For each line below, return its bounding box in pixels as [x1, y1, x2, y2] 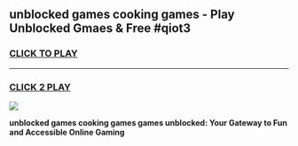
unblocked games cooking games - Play [9, 7, 235, 22]
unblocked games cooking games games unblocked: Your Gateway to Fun [9, 117, 288, 127]
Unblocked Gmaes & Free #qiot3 [9, 21, 192, 36]
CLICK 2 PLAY [9, 81, 71, 93]
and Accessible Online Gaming [9, 127, 125, 137]
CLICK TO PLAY [9, 48, 78, 60]
